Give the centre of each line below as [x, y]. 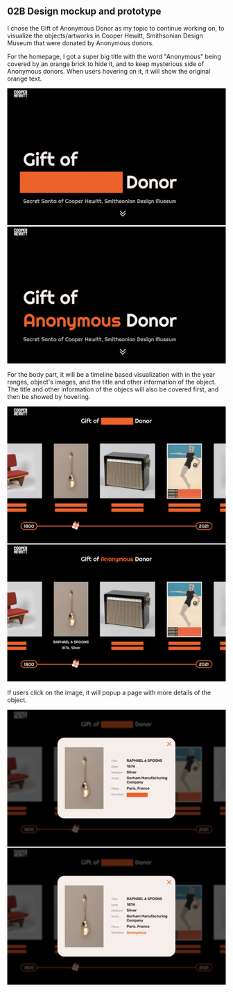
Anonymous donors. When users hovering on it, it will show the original [109, 71]
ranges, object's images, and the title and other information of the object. [112, 382]
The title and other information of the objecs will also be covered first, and [113, 389]
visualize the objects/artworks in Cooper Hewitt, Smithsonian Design [105, 35]
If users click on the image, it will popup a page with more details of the [109, 692]
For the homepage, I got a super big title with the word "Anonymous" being [114, 56]
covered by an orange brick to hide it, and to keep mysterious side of [106, 64]
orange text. [25, 79]
